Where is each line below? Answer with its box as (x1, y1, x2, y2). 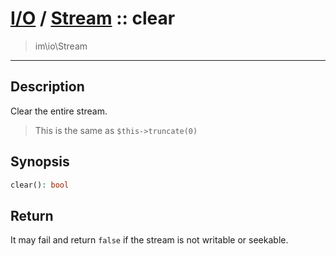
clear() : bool (10, 180, 70, 190)
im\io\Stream (34, 40, 88, 52)
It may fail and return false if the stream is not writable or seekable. (10, 234, 289, 246)
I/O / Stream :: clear (10, 7, 176, 30)
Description (10, 78, 85, 96)
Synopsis (10, 153, 70, 171)
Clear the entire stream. (10, 105, 108, 117)
